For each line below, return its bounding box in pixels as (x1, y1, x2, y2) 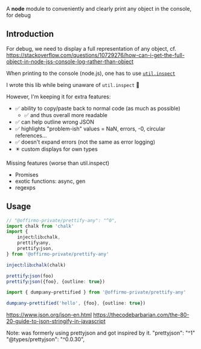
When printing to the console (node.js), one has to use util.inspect (6, 69, 176, 77)
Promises (14, 171, 39, 178)
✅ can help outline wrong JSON (14, 118, 95, 126)
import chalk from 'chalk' (6, 223, 74, 229)
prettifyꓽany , (17, 240, 51, 246)
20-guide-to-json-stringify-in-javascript (6, 318, 106, 325)
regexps (14, 184, 36, 191)
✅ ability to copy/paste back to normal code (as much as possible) (14, 104, 181, 112)
